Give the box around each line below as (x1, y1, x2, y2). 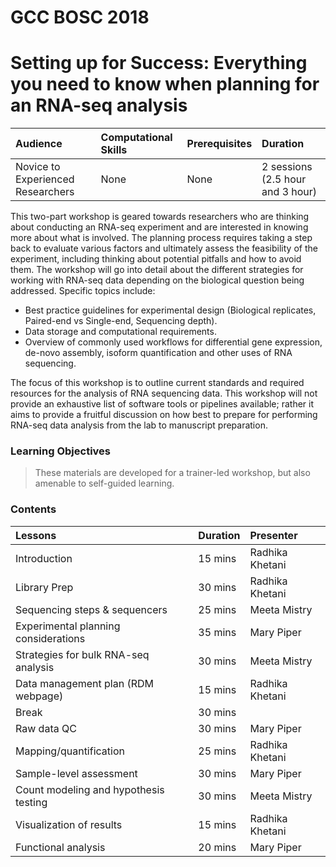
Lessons (15, 528, 57, 542)
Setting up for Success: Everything (10, 52, 308, 75)
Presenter (249, 528, 298, 542)
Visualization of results (15, 817, 123, 831)
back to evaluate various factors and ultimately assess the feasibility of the (10, 242, 318, 255)
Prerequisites (186, 137, 253, 151)
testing (15, 795, 48, 809)
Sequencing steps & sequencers (15, 602, 168, 616)
